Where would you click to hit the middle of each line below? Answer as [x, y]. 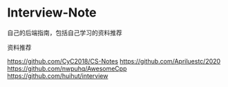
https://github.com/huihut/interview [58, 76]
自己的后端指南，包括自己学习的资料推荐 [65, 32]
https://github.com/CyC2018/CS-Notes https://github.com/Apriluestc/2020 [114, 61]
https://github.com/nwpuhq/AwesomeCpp [67, 68]
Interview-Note [52, 13]
